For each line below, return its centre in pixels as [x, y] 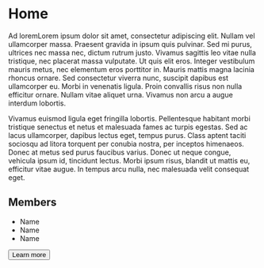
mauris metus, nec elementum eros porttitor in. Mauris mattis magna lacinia [132, 69]
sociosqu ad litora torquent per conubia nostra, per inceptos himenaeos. [126, 144]
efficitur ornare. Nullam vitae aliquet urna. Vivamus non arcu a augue [121, 94]
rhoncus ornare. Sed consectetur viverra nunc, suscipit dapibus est [118, 78]
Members [33, 203]
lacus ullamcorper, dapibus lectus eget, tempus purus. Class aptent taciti [127, 135]
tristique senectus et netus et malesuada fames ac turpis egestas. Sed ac [128, 127]
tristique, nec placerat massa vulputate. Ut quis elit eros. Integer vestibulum [132, 61]
